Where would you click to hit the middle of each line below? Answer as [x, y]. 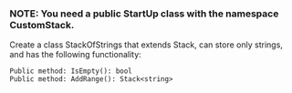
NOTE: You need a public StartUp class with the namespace [144, 14]
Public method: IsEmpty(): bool [71, 71]
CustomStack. [42, 25]
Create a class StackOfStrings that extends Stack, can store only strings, [146, 45]
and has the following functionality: [75, 55]
